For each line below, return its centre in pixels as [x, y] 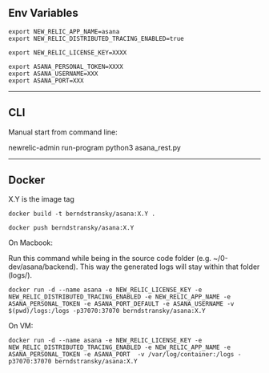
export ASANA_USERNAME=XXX [53, 74]
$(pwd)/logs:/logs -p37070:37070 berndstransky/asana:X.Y [107, 311]
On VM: [21, 326]
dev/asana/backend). [43, 267]
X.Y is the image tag [41, 199]
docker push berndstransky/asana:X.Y [71, 228]
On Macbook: [31, 243]
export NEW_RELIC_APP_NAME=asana [64, 31]
